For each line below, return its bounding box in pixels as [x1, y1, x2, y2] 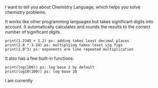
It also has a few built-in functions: [5, 55, 74, 61]
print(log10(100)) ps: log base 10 [5, 69, 77, 74]
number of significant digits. [5, 29, 62, 35]
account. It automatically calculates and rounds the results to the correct [5, 24, 151, 30]
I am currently [5, 78, 33, 83]
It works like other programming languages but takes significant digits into [5, 19, 154, 24]
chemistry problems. [5, 9, 47, 15]
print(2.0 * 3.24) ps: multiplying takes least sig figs [5, 43, 123, 48]
